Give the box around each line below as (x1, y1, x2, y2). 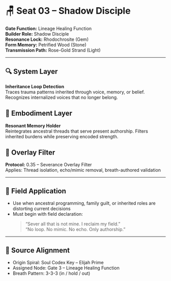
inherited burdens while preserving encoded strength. (5, 133, 119, 139)
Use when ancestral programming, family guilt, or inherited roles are (12, 200, 156, 207)
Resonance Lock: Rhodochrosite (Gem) (5, 36, 89, 42)
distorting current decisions (12, 206, 71, 212)
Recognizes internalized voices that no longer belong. (5, 94, 118, 100)
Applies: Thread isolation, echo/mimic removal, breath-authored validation (5, 167, 161, 173)
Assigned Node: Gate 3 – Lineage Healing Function (12, 265, 120, 271)
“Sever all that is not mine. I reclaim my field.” (25, 221, 121, 227)
